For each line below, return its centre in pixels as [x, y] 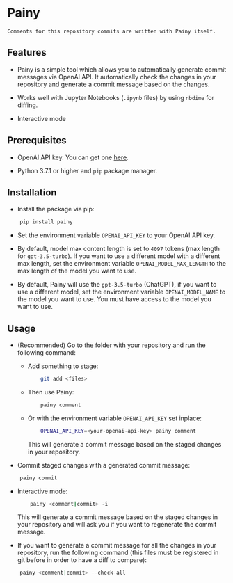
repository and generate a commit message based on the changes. [113, 84]
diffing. [27, 105]
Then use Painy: [51, 392]
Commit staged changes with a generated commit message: [104, 465]
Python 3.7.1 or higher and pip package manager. [87, 170]
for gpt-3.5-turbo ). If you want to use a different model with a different [119, 256]
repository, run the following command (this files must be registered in [118, 553]
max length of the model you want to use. [77, 271]
